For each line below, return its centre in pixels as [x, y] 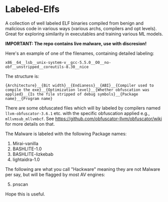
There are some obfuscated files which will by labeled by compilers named [83, 108]
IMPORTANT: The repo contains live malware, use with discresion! [76, 43]
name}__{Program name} [29, 98]
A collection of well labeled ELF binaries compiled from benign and [74, 23]
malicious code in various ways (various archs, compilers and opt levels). [81, 28]
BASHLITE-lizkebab [33, 154]
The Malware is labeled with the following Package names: [66, 134]
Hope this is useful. [25, 194]
